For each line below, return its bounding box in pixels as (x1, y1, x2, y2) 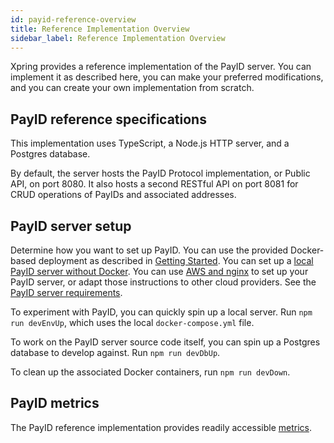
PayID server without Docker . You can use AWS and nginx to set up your (10, 266, 309, 277)
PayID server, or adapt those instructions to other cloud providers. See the (10, 276, 317, 288)
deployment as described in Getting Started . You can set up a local (38, 255, 314, 266)
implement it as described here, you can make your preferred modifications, (10, 71, 324, 83)
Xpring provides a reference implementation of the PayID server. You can (10, 61, 312, 73)
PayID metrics (10, 395, 100, 412)
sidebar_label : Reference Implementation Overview (10, 33, 226, 43)
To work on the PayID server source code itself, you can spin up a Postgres (10, 336, 321, 348)
